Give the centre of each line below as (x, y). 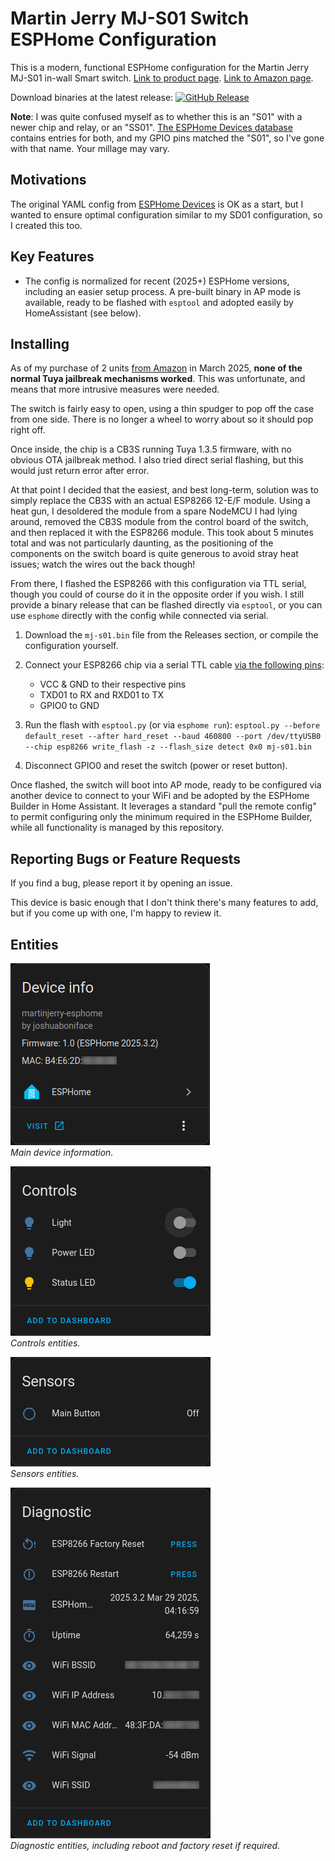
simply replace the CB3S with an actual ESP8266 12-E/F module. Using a (160, 501)
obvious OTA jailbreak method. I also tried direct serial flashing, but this (157, 460)
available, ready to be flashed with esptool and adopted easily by (159, 302)
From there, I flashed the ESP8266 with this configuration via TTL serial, (158, 584)
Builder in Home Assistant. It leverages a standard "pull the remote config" (163, 806)
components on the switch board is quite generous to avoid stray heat (154, 554)
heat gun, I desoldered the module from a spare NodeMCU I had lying (154, 511)
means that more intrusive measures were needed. (115, 389)
